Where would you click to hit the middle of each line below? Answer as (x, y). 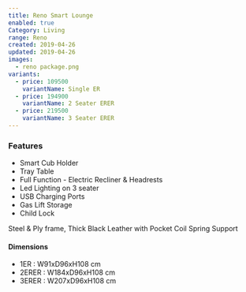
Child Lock (37, 213)
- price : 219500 (42, 111)
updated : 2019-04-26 (42, 52)
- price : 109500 (42, 81)
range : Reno (28, 37)
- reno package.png (47, 67)
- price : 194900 (42, 96)
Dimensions (28, 246)
